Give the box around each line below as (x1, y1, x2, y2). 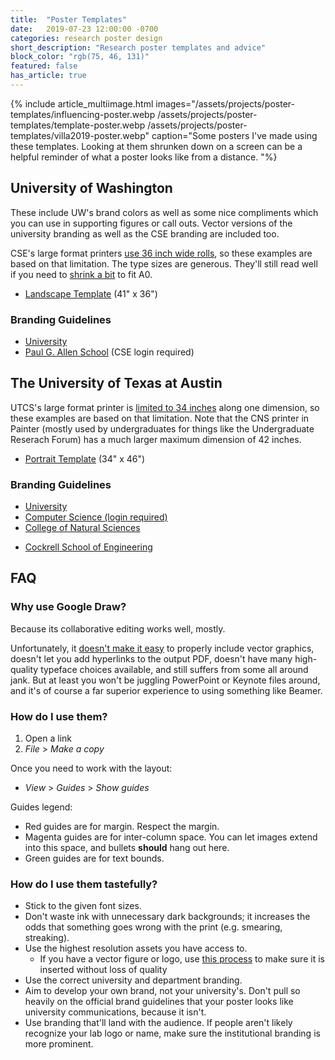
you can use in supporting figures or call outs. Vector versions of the (10, 217, 293, 229)
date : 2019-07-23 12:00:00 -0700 (10, 24, 159, 34)
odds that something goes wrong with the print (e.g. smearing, (24, 921, 283, 933)
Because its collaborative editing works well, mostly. (10, 622, 226, 635)
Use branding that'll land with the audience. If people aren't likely (24, 1017, 293, 1029)
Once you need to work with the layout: (10, 762, 173, 775)
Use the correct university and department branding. (24, 974, 243, 986)
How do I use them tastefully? (10, 877, 158, 891)
